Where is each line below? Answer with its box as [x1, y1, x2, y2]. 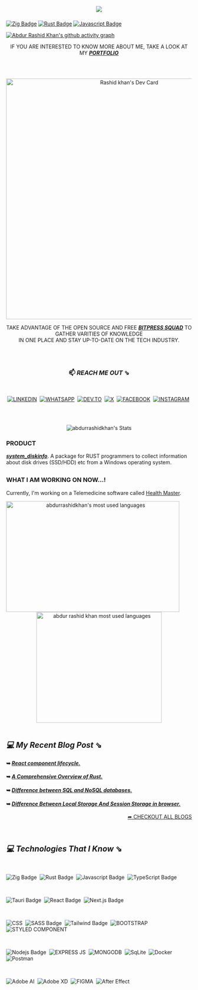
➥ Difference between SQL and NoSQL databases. [6, 787, 133, 794]
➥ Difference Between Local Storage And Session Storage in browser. [6, 800, 181, 807]
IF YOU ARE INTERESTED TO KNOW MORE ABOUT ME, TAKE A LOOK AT [10, 43, 188, 50]
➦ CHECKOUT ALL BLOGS [127, 813, 192, 820]
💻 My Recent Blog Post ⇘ [6, 740, 102, 750]
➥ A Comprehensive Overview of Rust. [6, 773, 103, 780]
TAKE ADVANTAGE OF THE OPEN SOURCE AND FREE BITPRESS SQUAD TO [6, 324, 192, 331]
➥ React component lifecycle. [6, 760, 81, 767]
